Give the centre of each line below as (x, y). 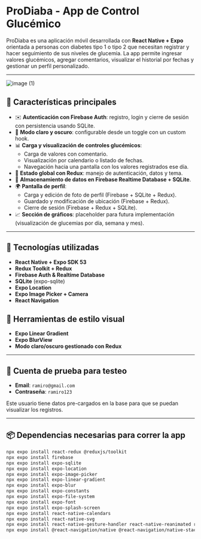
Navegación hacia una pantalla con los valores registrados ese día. (106, 166)
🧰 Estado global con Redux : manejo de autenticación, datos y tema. (99, 173)
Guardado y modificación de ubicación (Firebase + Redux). (97, 201)
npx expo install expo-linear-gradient (56, 480)
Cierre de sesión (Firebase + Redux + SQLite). (80, 207)
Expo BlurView (33, 340)
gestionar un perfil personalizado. (48, 66)
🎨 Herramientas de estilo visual (66, 319)
